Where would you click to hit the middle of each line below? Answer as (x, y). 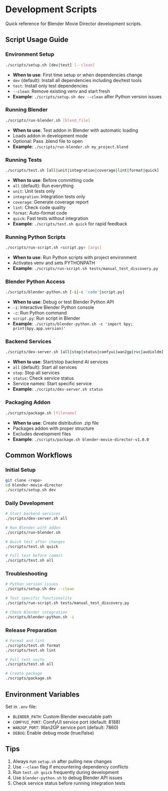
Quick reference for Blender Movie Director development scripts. (74, 24)
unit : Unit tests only (34, 191)
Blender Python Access (35, 281)
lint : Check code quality (39, 207)
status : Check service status (43, 378)
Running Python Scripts (36, 237)
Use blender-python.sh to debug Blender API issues (68, 778)
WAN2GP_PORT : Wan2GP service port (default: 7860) (66, 727)
